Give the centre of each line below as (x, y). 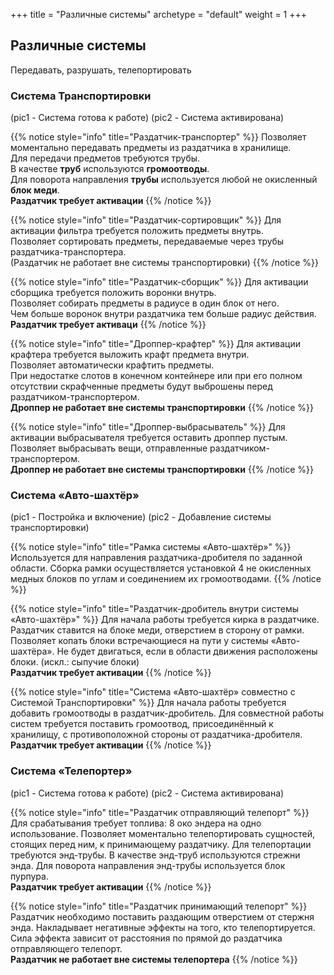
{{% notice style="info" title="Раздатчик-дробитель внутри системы (155, 609)
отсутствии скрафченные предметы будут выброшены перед (141, 386)
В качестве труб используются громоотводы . (110, 169)
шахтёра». (32, 651)
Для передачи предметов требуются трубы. (105, 158)
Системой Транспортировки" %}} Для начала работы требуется (148, 703)
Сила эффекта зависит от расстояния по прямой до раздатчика (146, 938)
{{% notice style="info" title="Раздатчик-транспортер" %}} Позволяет (158, 137)
